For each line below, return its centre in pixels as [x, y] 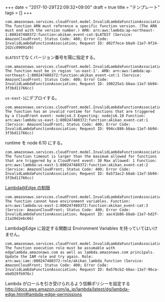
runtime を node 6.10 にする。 [35, 143]
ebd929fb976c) [20, 274]
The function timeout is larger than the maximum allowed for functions [81, 156]
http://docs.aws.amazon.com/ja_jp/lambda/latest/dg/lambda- [67, 289]
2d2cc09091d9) [20, 48]
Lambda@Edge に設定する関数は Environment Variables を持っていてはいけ [82, 228]
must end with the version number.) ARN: [48, 30]
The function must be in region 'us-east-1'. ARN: [58, 71]
